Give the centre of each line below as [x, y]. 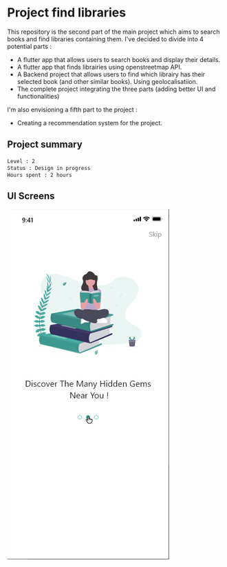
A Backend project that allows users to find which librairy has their [111, 74]
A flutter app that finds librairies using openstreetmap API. [99, 67]
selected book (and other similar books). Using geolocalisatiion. [107, 81]
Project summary [45, 145]
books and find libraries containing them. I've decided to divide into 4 [106, 39]
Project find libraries [66, 13]
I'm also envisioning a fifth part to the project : [72, 109]
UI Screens [31, 196]
